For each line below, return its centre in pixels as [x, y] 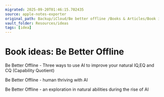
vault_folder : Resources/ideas [37, 23]
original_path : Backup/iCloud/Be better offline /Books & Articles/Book [81, 19]
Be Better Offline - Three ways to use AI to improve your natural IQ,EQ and [80, 65]
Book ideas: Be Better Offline [65, 52]
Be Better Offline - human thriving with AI [46, 80]
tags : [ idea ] [18, 28]
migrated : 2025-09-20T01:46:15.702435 [44, 10]
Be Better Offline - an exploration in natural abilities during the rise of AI [77, 89]
